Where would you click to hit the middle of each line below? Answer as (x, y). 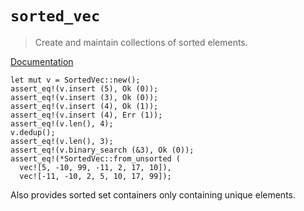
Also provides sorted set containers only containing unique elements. (153, 194)
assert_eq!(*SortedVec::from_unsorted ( (96, 158)
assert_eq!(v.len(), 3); (62, 141)
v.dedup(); (33, 132)
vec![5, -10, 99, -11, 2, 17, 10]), (95, 167)
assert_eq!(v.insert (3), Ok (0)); (84, 97)
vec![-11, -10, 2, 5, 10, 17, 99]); (95, 176)
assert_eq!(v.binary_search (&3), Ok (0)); (102, 150)
